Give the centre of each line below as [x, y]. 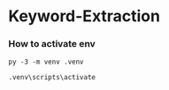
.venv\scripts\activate [52, 78]
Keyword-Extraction [84, 16]
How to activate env [52, 44]
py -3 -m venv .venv [46, 62]
